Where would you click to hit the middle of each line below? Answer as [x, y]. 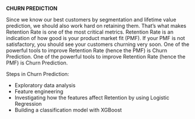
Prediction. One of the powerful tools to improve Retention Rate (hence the [96, 57]
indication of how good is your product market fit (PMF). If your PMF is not [95, 38]
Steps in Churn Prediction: [38, 74]
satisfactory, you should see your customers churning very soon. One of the [98, 44]
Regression [28, 104]
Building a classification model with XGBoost [68, 110]
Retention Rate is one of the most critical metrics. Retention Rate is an [90, 32]
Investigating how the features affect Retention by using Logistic [92, 98]
